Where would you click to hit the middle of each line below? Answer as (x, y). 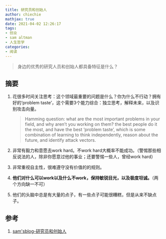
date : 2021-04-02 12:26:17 (33, 24)
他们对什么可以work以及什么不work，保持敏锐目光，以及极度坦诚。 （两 (85, 178)
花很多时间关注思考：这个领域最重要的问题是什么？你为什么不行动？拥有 (86, 97)
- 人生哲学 (15, 42)
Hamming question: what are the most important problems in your (92, 119)
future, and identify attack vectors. (60, 140)
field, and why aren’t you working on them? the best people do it (91, 124)
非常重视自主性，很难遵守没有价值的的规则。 (58, 167)
